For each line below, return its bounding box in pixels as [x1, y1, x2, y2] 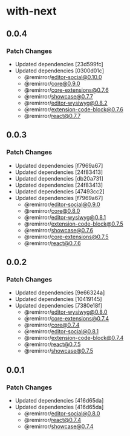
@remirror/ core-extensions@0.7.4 [24, 315, 109, 322]
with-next [6, 4, 57, 18]
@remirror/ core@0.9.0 [24, 80, 80, 87]
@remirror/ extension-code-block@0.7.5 [24, 220, 124, 227]
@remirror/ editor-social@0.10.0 [24, 73, 102, 80]
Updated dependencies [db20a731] [15, 175, 104, 182]
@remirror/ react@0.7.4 [24, 416, 82, 423]
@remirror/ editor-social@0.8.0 [24, 409, 100, 417]
